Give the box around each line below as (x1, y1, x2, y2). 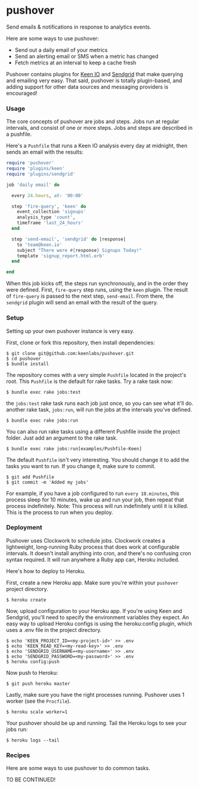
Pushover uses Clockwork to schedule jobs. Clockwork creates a (6, 537, 165, 544)
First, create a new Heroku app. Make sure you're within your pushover (6, 579, 179, 586)
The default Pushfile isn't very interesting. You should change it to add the (6, 456, 189, 463)
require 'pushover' (6, 160, 55, 166)
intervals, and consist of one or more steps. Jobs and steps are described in (6, 124, 193, 132)
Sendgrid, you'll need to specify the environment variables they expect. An (6, 613, 189, 621)
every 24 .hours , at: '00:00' (11, 192, 84, 198)
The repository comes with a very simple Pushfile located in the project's (6, 371, 187, 378)
